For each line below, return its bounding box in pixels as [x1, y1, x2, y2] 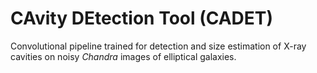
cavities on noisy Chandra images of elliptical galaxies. [10, 50, 237, 62]
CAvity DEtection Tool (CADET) [10, 7, 274, 30]
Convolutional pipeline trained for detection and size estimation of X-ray [10, 40, 307, 52]
